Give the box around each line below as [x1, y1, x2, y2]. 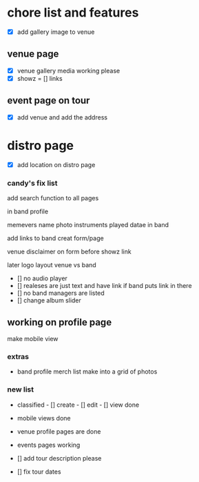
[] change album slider [17, 296, 81, 305]
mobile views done [17, 414, 71, 422]
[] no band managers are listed [17, 289, 105, 298]
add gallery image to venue [17, 28, 95, 36]
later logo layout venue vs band [7, 261, 96, 269]
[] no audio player [17, 274, 67, 282]
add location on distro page [17, 160, 96, 168]
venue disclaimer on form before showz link [7, 247, 132, 256]
